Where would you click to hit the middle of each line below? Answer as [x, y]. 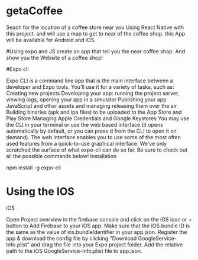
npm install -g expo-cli [33, 168]
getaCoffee [35, 11]
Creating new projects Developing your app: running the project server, [93, 93]
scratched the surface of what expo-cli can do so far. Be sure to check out [97, 150]
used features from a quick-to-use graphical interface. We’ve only [87, 143]
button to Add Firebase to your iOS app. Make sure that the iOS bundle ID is [98, 226]
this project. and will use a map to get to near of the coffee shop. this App [96, 33]
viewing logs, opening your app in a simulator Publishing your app [86, 99]
